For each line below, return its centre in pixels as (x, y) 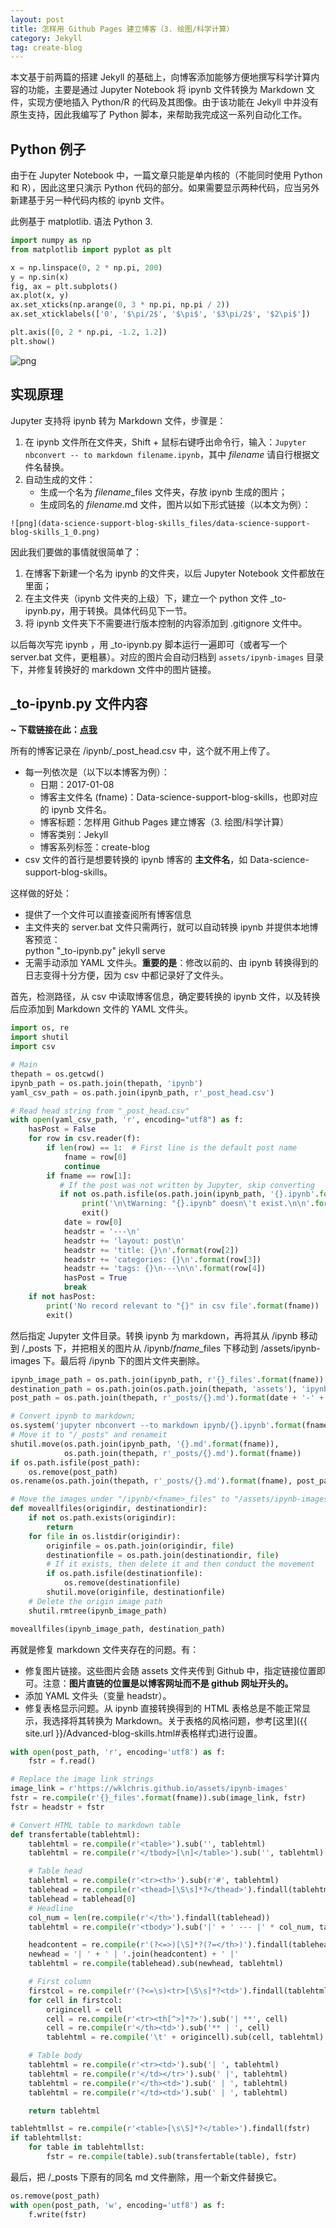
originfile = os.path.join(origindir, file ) (140, 1546)
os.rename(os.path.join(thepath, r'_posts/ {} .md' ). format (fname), (151, 1481)
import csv (33, 1047)
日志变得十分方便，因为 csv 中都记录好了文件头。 (126, 975)
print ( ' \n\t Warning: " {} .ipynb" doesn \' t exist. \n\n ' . (198, 1204)
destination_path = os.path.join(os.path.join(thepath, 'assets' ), (154, 1389)
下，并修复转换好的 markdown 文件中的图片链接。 (113, 669)
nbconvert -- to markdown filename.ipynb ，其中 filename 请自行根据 (168, 454)
